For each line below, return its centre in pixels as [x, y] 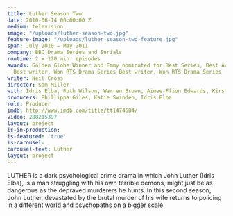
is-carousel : [26, 143]
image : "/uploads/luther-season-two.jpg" [68, 33]
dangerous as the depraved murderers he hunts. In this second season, [109, 190]
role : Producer [29, 104]
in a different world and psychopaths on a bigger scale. [86, 205]
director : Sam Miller [38, 85]
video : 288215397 [32, 117]
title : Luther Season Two [44, 14]
